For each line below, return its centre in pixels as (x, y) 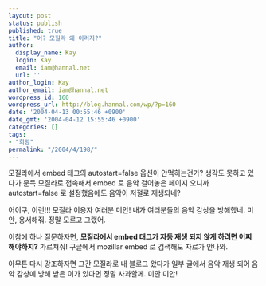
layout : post (30, 16)
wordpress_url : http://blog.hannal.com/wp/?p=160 (92, 105)
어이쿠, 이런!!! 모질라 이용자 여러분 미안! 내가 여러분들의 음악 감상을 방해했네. (127, 210)
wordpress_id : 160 (39, 97)
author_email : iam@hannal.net (59, 90)
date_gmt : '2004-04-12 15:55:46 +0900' (74, 120)
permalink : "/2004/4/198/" (53, 149)
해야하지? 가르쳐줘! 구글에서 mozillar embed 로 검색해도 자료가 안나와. (118, 247)
